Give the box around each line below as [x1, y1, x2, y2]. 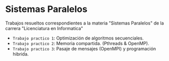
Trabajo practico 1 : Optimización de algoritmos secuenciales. [12, 35, 144, 41]
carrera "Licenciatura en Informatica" [5, 25, 83, 31]
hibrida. [12, 51, 29, 57]
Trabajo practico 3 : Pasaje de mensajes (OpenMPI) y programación [12, 45, 156, 51]
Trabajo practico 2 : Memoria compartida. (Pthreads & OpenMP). [12, 40, 150, 46]
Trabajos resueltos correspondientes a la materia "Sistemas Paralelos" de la [5, 20, 164, 26]
